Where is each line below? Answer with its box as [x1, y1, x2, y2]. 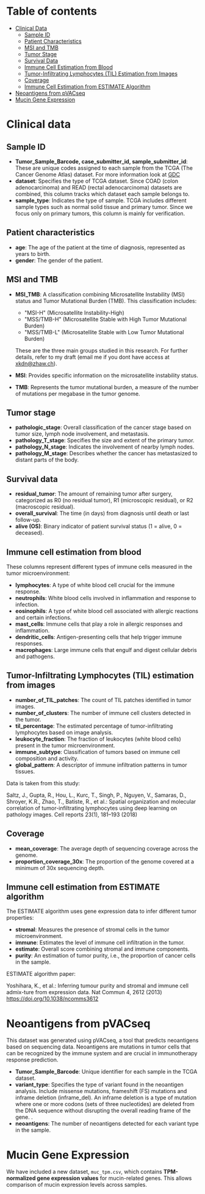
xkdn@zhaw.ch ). [15, 359, 57, 367]
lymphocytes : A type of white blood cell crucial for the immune [15, 582, 175, 588]
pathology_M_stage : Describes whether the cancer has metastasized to [15, 450, 198, 457]
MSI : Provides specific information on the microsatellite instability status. [15, 372, 198, 379]
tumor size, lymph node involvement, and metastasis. [15, 430, 149, 438]
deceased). [15, 529, 44, 537]
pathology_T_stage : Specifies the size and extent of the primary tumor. [15, 437, 195, 444]
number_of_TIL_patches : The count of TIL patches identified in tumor [15, 696, 192, 703]
